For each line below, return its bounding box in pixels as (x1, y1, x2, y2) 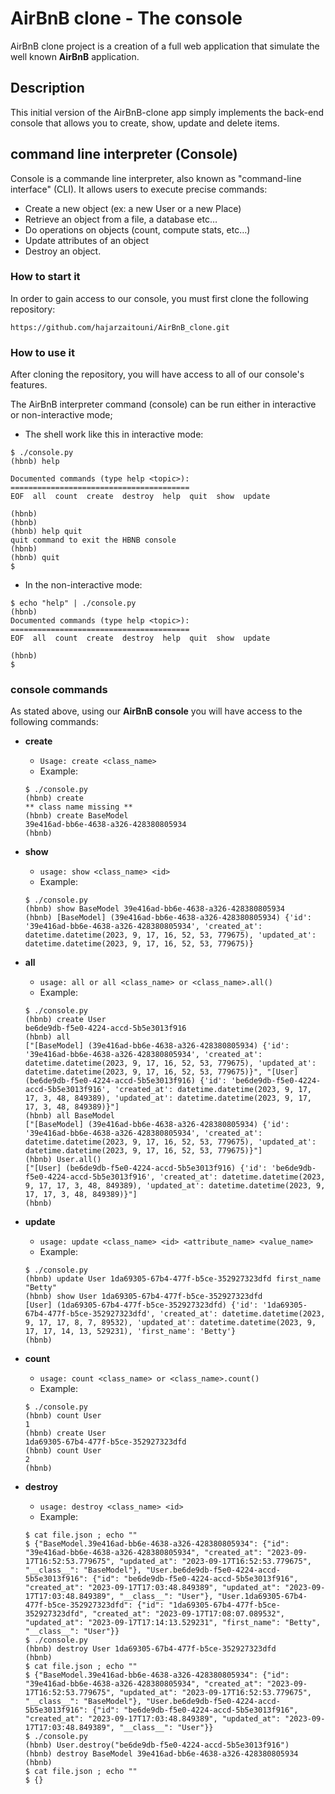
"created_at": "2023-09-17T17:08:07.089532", (92, 1609, 286, 1619)
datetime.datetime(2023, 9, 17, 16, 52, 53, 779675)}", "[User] (24, 1067, 299, 1077)
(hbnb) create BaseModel (24, 811, 129, 821)
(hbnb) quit (10, 553, 60, 563)
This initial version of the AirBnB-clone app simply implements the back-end (10, 106, 325, 118)
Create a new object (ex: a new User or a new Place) (24, 202, 242, 214)
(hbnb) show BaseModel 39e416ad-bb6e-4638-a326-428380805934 (24, 904, 286, 914)
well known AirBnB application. (10, 50, 140, 62)
